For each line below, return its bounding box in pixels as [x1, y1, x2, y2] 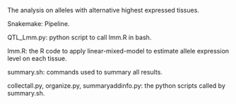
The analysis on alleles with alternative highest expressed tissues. [7, 6, 200, 14]
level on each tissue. [7, 54, 67, 63]
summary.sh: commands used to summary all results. [7, 68, 163, 76]
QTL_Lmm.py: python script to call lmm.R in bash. [7, 33, 152, 41]
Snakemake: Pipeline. [7, 20, 70, 27]
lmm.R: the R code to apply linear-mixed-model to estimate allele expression [7, 47, 230, 55]
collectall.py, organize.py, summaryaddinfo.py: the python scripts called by [7, 82, 226, 90]
